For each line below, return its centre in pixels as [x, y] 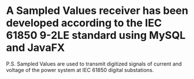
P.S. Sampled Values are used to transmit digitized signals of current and [94, 64]
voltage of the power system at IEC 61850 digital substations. [80, 70]
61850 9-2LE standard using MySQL [96, 35]
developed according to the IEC [84, 23]
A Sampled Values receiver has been [97, 11]
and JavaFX [35, 48]
